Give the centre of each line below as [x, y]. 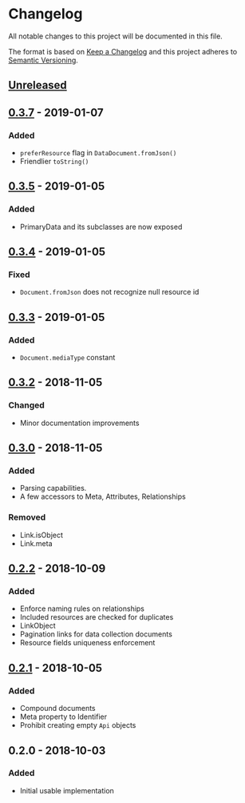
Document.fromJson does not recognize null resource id [109, 292]
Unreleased [38, 85]
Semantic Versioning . [43, 60]
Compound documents [57, 709]
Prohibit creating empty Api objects [78, 725]
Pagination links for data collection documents [96, 634]
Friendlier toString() [54, 162]
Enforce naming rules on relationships [82, 608]
